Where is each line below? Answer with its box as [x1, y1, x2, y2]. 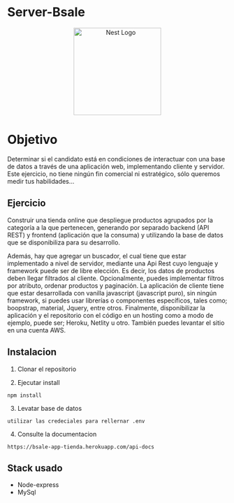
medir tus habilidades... [7, 177, 75, 185]
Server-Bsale [7, 4, 86, 20]
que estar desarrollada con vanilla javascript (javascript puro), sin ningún [7, 289, 217, 297]
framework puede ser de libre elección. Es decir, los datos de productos [7, 266, 215, 275]
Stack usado [7, 462, 63, 474]
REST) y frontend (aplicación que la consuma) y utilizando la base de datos [7, 231, 224, 239]
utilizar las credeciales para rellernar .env [7, 417, 145, 425]
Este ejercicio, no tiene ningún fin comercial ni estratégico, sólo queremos [7, 169, 221, 178]
